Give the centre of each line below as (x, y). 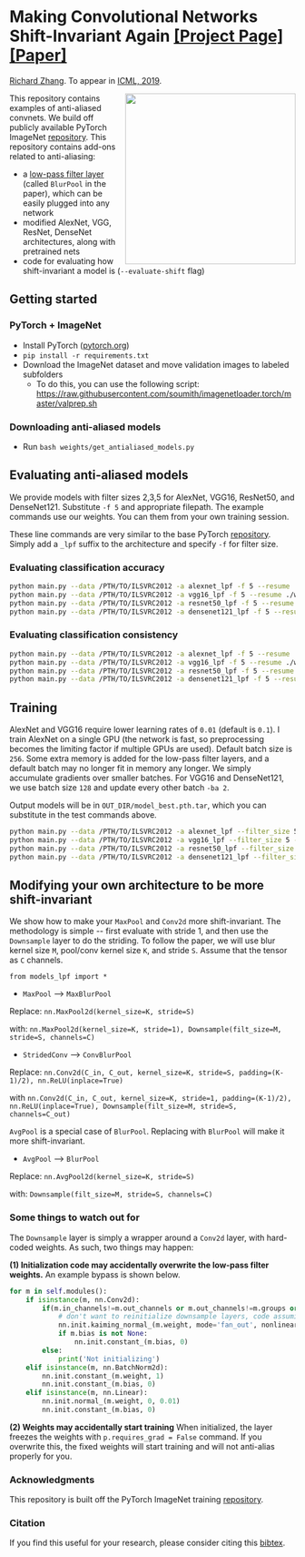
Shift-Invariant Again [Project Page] (147, 36)
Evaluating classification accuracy (87, 567)
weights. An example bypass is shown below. (95, 1274)
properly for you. (41, 1456)
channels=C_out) (40, 1114)
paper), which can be (62, 193)
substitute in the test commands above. (83, 815)
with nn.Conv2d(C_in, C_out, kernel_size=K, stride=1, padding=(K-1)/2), (151, 1098)
